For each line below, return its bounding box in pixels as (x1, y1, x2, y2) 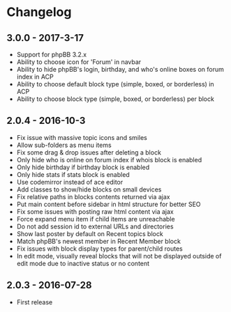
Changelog (6, 4, 72, 20)
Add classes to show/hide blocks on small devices (16, 185, 162, 194)
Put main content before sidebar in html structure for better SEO (16, 200, 201, 208)
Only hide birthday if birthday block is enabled (16, 163, 150, 171)
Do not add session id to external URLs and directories (16, 222, 174, 231)
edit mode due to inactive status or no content (16, 259, 150, 267)
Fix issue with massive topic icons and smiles (16, 133, 147, 141)
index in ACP (16, 72, 54, 81)
